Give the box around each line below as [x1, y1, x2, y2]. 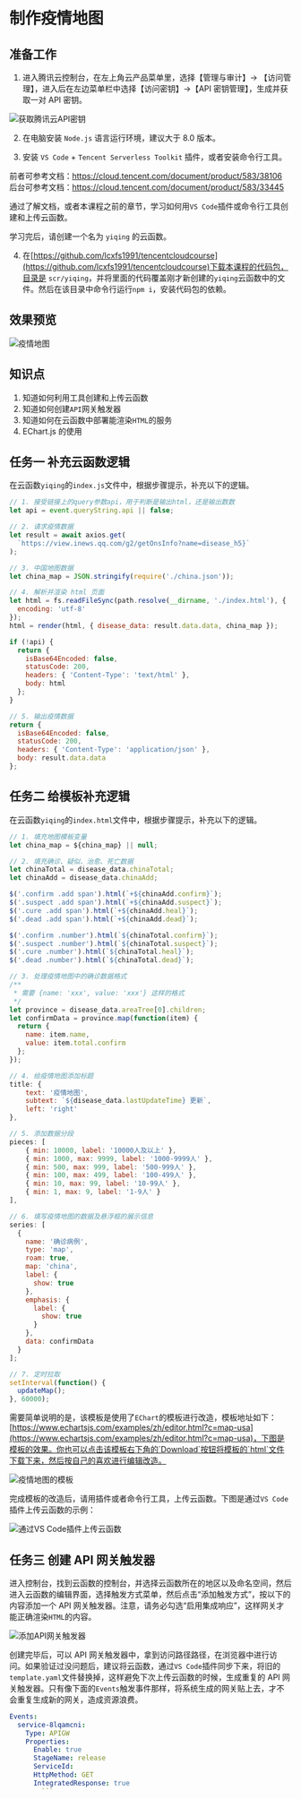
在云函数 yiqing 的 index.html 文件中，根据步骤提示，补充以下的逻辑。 [9, 814, 262, 825]
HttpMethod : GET [32, 1770, 94, 1779]
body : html [25, 679, 66, 688]
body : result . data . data [17, 753, 106, 762]
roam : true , [25, 1253, 70, 1263]
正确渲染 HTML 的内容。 [16, 1611, 97, 1622]
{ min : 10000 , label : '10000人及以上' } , [25, 1146, 177, 1155]
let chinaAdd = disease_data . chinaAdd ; [9, 874, 159, 882]
